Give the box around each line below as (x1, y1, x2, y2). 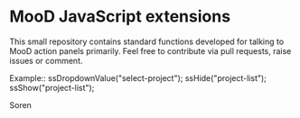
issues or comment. (9, 55, 83, 66)
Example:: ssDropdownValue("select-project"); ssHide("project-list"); (9, 72, 267, 83)
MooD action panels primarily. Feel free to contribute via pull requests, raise (9, 45, 292, 56)
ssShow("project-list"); (9, 82, 95, 93)
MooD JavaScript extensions (9, 6, 231, 27)
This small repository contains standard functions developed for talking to (9, 36, 285, 47)
